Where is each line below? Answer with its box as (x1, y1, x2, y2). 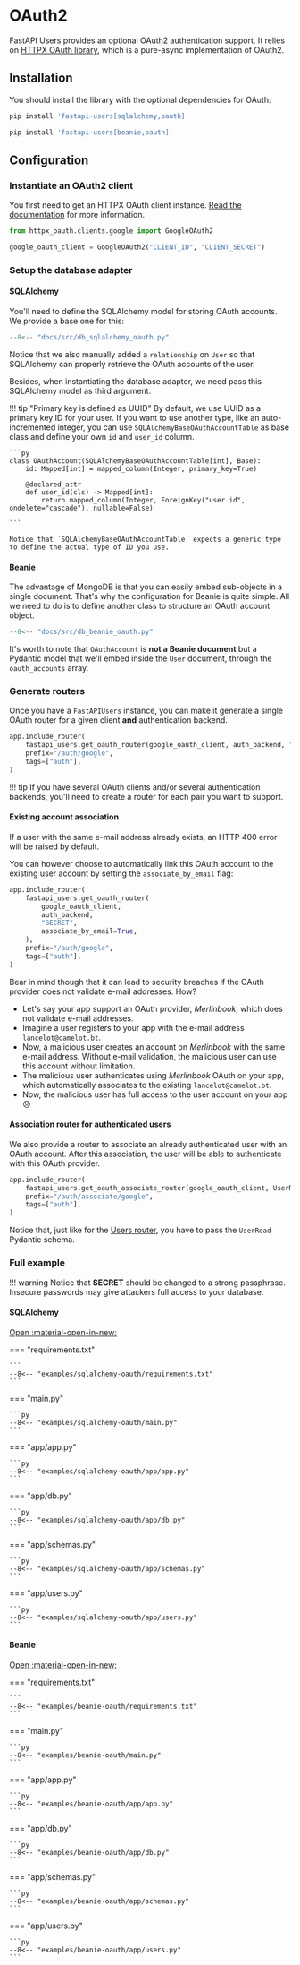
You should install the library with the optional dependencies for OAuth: (9, 94, 271, 105)
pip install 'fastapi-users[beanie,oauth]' (9, 127, 174, 137)
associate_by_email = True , (41, 927, 138, 936)
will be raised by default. (9, 841, 100, 852)
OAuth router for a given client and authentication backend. (9, 715, 228, 725)
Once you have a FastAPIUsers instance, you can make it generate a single (9, 705, 284, 716)
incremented (9, 422, 56, 433)
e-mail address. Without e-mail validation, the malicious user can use (21, 1051, 277, 1061)
